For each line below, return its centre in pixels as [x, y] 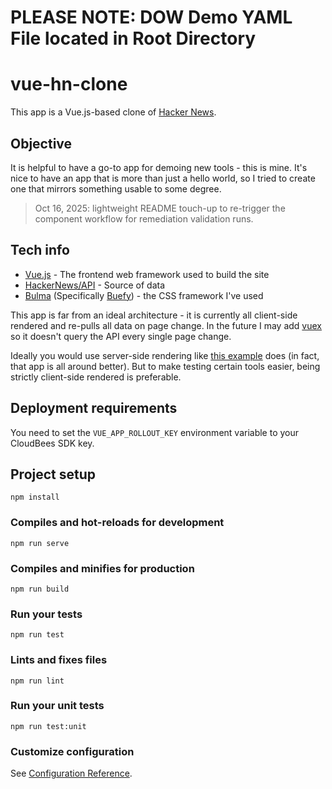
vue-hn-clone [69, 84]
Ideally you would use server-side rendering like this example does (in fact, [165, 355]
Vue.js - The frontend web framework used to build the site [147, 274]
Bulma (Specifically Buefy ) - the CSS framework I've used [144, 295]
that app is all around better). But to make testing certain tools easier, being [165, 366]
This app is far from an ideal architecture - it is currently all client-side [154, 315]
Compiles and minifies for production [102, 568]
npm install [35, 497]
